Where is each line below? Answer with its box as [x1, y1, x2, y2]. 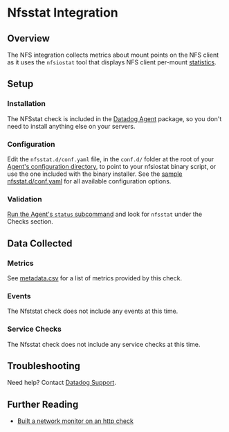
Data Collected [7, 237, 73, 249]
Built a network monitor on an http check [17, 417, 134, 425]
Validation [7, 194, 43, 204]
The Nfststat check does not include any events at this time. [7, 307, 178, 316]
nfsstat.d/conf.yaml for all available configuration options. [7, 177, 172, 185]
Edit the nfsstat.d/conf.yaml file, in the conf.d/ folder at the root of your [7, 154, 214, 163]
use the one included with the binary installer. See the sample [7, 170, 183, 178]
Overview [7, 33, 51, 44]
